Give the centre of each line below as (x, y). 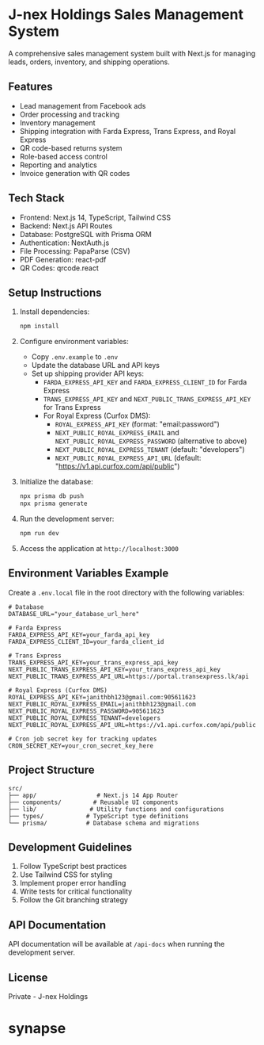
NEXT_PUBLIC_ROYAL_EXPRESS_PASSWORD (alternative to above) (151, 441)
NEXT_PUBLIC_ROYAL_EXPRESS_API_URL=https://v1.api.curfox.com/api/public (132, 725)
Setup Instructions (55, 292)
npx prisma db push (52, 496)
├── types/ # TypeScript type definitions (99, 816)
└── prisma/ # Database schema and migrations (104, 823)
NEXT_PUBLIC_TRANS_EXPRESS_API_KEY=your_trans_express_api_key (115, 669)
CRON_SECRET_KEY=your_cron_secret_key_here (81, 746)
